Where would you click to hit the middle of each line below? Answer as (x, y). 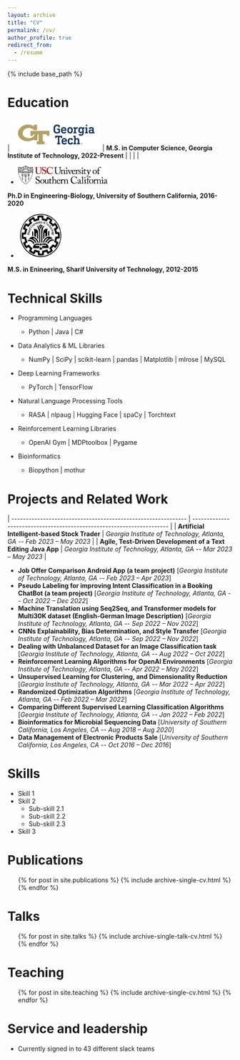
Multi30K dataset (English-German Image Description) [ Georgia (115, 616)
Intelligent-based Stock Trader (54, 534)
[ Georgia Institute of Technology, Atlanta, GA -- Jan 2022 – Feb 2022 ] (121, 715)
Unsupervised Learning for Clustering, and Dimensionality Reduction (122, 677)
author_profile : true (40, 38)
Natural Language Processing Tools (70, 401)
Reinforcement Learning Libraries (67, 429)
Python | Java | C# (56, 332)
